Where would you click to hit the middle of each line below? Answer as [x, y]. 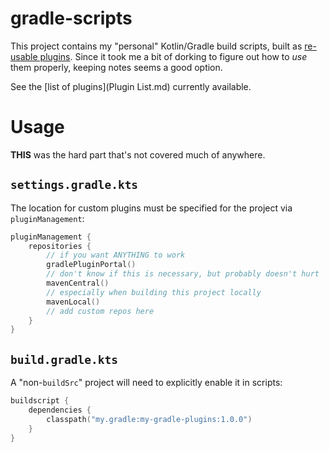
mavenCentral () [78, 283]
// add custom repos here [100, 311]
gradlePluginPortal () [91, 265]
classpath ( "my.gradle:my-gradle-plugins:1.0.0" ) [149, 419]
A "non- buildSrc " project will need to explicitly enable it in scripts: [146, 383]
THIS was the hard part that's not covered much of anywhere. [138, 154]
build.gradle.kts [64, 359]
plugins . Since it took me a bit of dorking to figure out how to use [173, 56]
